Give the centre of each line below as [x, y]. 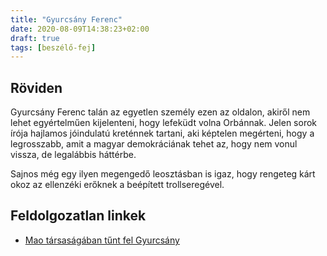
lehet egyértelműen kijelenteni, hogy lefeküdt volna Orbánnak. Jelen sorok [163, 123]
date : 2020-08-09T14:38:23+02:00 [80, 29]
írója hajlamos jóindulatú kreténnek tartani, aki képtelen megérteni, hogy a [162, 133]
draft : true [35, 38]
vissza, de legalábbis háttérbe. [73, 155]
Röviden [36, 87]
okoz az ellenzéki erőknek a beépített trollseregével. [117, 185]
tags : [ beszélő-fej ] [53, 47]
